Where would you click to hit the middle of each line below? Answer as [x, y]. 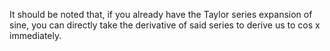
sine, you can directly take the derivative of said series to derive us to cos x [165, 25]
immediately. [35, 35]
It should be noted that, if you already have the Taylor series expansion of [161, 14]
